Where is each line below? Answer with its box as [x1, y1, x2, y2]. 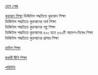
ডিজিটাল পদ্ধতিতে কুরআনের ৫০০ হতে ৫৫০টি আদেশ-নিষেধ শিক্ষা [5, 29, 94, 35]
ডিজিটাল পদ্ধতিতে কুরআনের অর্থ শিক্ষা [5, 19, 56, 24]
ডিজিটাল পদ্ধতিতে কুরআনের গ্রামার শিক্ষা [5, 35, 59, 41]
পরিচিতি [5, 65, 16, 70]
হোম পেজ [5, 3, 19, 9]
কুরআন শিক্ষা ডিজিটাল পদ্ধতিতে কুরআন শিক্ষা [5, 13, 66, 19]
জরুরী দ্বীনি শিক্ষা [5, 55, 27, 60]
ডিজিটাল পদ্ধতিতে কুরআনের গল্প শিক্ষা [5, 24, 56, 30]
